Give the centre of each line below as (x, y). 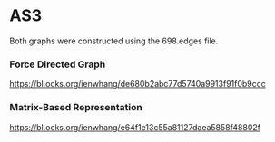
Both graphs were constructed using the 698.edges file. (114, 41)
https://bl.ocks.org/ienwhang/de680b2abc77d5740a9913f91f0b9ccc (137, 84)
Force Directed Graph (58, 64)
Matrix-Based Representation (76, 108)
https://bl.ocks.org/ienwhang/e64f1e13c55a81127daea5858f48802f (135, 127)
